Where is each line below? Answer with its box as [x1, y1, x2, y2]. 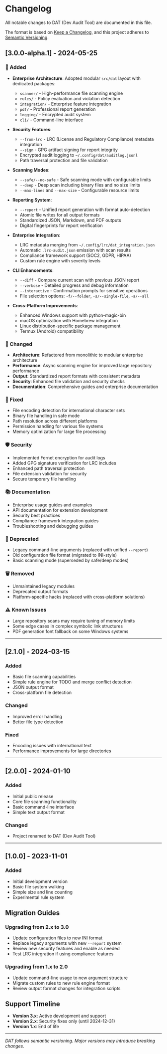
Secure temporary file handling [12, 476, 76, 482]
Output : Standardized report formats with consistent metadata [12, 373, 141, 379]
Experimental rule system [12, 894, 65, 900]
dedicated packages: [12, 80, 56, 86]
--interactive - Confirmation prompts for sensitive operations [19, 287, 148, 293]
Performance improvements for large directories [12, 748, 111, 754]
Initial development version [12, 878, 68, 884]
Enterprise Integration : [12, 232, 61, 238]
